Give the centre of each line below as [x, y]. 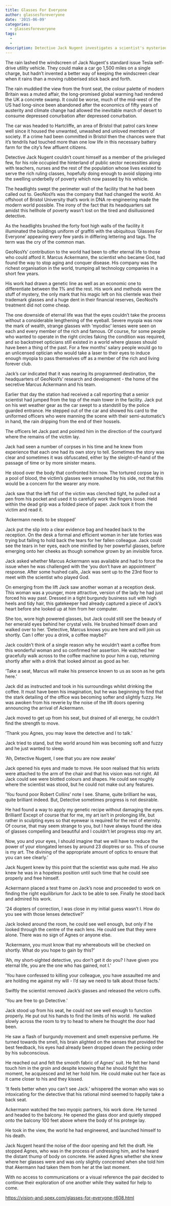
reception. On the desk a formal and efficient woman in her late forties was [84, 535]
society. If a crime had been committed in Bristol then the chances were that [85, 136]
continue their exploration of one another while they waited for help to [79, 1182]
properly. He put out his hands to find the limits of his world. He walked [80, 1016]
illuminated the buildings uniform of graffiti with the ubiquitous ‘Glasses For [84, 231]
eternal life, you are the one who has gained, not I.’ [58, 965]
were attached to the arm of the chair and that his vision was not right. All [82, 774]
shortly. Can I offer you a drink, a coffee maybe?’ [56, 635]
